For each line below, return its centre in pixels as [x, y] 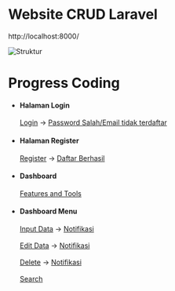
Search [31, 278]
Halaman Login [45, 105]
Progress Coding [64, 83]
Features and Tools [51, 193]
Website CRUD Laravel [83, 15]
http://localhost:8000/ [44, 36]
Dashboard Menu [48, 211]
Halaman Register [49, 140]
